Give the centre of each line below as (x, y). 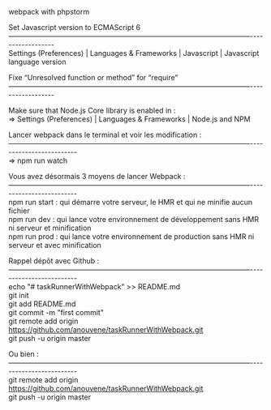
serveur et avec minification (55, 245)
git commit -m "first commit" (56, 312)
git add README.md (42, 304)
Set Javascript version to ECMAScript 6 (74, 27)
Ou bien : (24, 354)
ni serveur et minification (50, 228)
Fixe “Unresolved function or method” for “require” (93, 77)
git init (19, 295)
